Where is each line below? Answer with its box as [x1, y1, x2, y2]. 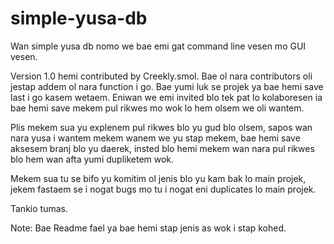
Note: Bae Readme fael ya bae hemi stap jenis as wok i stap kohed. [10, 222, 287, 234]
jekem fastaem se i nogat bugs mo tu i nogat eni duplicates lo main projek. [10, 183, 317, 195]
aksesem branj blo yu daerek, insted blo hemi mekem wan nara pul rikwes [10, 142, 315, 154]
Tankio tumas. [10, 202, 68, 214]
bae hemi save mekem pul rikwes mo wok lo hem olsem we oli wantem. [10, 102, 305, 114]
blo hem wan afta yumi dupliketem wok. [10, 153, 175, 165]
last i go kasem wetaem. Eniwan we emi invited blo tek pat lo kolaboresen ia [10, 91, 323, 103]
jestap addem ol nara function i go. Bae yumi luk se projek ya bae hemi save [10, 80, 324, 92]
